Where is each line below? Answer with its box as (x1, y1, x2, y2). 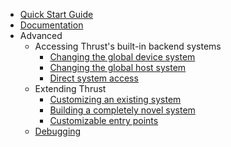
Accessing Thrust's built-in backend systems (34, 40, 222, 52)
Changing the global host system (49, 62, 187, 73)
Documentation (19, 19, 84, 31)
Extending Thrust (34, 83, 107, 94)
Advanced (19, 30, 63, 41)
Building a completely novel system (49, 104, 196, 116)
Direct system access (49, 72, 139, 84)
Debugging (34, 125, 82, 137)
